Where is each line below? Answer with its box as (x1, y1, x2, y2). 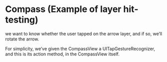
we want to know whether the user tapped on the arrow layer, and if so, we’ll (5, 30, 163, 36)
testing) (5, 14, 38, 25)
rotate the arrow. (5, 36, 39, 42)
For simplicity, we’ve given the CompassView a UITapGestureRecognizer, (5, 45, 156, 51)
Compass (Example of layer (5, 3, 122, 15)
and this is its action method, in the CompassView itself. (5, 51, 120, 57)
